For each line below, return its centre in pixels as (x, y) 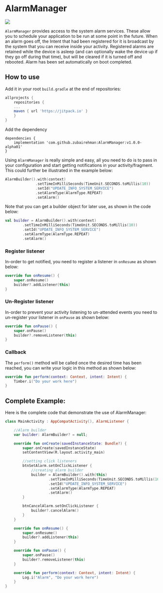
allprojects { (19, 97)
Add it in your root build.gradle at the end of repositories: (63, 89)
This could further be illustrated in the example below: (59, 170)
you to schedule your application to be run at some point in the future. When (81, 36)
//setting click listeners (50, 461)
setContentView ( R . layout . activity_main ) (64, 452)
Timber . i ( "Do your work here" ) (45, 381)
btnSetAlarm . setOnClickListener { (57, 466)
